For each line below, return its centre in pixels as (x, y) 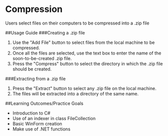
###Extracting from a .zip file (35, 78)
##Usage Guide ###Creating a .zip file (45, 32)
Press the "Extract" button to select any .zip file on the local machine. (85, 88)
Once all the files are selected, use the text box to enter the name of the (87, 53)
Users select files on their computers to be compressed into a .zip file (77, 23)
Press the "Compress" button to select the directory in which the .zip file (88, 63)
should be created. (32, 69)
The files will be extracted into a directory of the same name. (75, 93)
